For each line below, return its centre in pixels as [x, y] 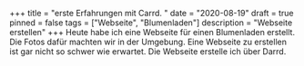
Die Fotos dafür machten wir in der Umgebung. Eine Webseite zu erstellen [148, 42]
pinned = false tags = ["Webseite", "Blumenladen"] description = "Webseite [151, 23]
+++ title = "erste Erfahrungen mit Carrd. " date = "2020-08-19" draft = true [152, 13]
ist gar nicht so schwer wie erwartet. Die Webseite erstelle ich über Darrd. [148, 52]
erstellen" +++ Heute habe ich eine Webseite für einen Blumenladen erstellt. [152, 32]
